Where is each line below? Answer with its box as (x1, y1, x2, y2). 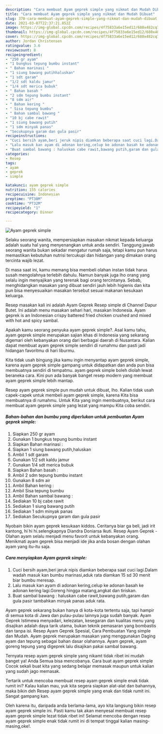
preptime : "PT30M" (5, 196, 43, 201)
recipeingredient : (5, 52, 43, 57)
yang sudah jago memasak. (5, 668, 60, 674)
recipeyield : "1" (5, 205, 41, 210)
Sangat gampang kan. (5, 693, 50, 699)
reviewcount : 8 (5, 48, 36, 52)
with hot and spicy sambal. (5, 317, 59, 323)
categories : (5, 151, 30, 156)
